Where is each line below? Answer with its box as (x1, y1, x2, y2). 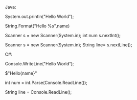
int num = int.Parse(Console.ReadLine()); (5, 80, 88, 85)
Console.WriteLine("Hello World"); (5, 61, 74, 66)
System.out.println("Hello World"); (5, 14, 74, 19)
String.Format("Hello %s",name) (5, 23, 70, 29)
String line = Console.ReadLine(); (5, 89, 72, 95)
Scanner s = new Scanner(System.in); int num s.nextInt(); (5, 33, 121, 38)
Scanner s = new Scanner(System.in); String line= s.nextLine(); (5, 42, 132, 48)
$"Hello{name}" (5, 70, 38, 76)
